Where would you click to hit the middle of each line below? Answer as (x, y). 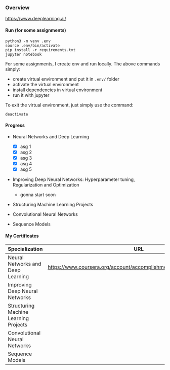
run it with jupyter (31, 95)
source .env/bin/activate (32, 45)
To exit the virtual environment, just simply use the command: (69, 105)
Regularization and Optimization (46, 185)
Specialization (25, 249)
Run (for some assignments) (36, 30)
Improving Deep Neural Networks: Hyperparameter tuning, (74, 179)
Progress (15, 125)
